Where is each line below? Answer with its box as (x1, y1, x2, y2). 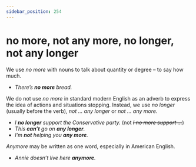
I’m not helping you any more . (14, 131, 88, 138)
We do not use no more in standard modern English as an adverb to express (6, 95, 191, 102)
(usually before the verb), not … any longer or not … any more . (6, 107, 158, 115)
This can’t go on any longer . (14, 125, 85, 132)
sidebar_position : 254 (6, 8, 62, 15)
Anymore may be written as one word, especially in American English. (6, 142, 175, 150)
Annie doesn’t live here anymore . (14, 154, 96, 161)
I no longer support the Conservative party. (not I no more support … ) (14, 119, 184, 126)
